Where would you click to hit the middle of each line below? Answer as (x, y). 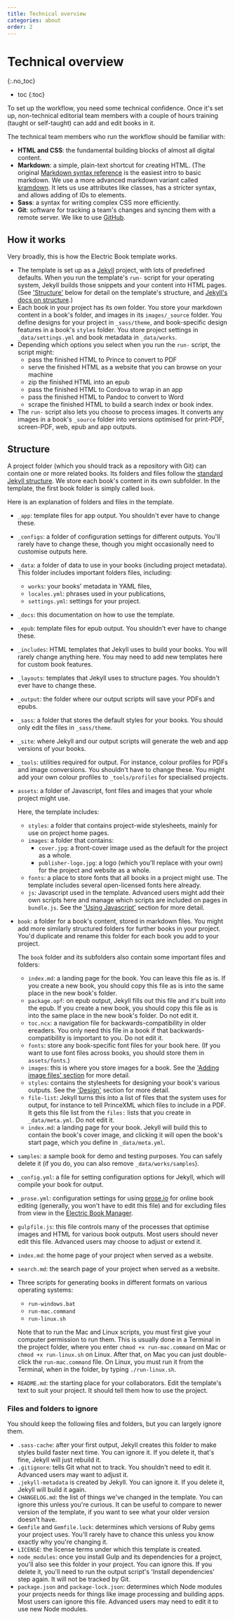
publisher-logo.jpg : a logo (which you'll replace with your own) (130, 863)
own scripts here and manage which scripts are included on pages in (128, 900)
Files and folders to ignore (53, 1408)
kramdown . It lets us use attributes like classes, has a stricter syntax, (117, 188)
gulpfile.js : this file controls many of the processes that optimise (113, 1226)
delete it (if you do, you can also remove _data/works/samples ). (108, 1163)
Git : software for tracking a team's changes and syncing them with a (116, 210)
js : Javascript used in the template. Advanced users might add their (126, 892)
